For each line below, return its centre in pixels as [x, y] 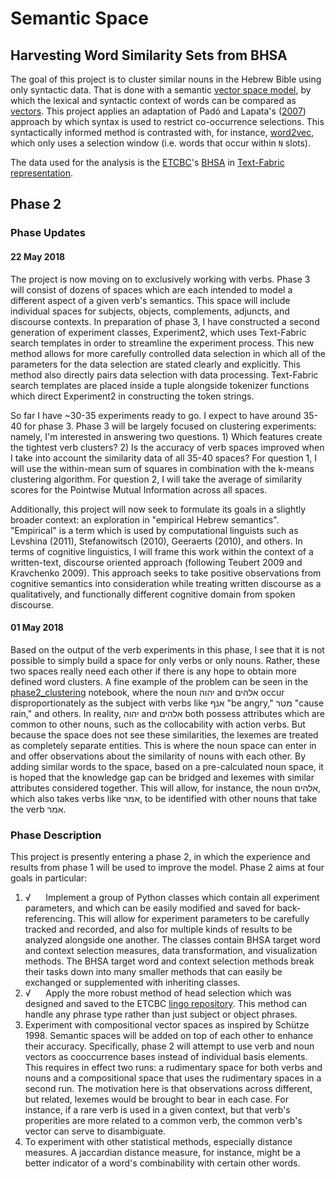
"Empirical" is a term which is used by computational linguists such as [154, 530]
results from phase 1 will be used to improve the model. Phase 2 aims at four [167, 868]
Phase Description [56, 835]
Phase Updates [48, 233]
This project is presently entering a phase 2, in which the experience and [160, 857]
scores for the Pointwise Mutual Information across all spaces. [139, 489]
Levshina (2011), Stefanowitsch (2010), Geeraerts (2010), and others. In [156, 541]
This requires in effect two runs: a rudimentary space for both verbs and [173, 1068]
